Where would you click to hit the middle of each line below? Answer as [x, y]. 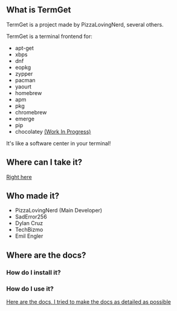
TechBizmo [29, 230]
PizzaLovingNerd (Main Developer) [59, 211]
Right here [19, 177]
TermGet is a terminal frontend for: [49, 36]
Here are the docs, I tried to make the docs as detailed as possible [88, 302]
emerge [25, 119]
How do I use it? [30, 289]
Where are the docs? [46, 255]
